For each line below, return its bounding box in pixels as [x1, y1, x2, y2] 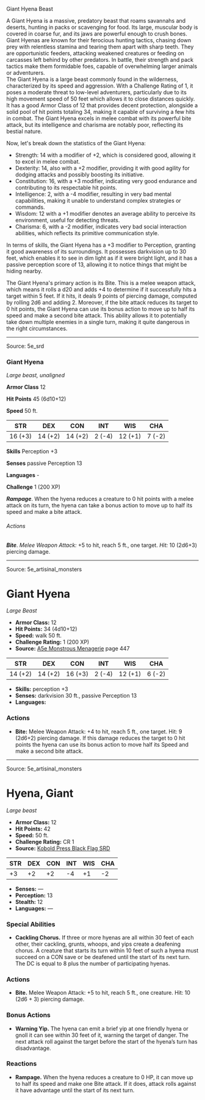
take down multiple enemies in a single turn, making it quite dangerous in [6, 318, 190, 325]
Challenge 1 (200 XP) [6, 483, 61, 491]
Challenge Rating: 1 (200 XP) [15, 638, 90, 646]
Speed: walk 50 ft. [15, 632, 62, 639]
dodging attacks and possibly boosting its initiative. [15, 171, 145, 178]
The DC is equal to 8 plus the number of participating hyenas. [15, 960, 170, 967]
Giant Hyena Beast [6, 6, 54, 12]
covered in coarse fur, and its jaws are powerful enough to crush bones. [6, 30, 188, 37]
